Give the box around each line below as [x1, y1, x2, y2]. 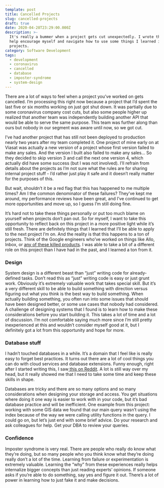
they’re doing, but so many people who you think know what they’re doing [5, 451, 154, 457]
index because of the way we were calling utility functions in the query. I [5, 412, 150, 418]
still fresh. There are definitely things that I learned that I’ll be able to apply [5, 226, 155, 232]
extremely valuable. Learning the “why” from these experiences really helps [5, 461, 158, 467]
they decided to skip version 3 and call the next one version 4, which [5, 155, 143, 161]
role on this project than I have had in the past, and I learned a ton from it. [5, 247, 153, 253]
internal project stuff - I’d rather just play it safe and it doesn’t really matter [5, 170, 155, 176]
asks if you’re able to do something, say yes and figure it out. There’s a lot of [5, 472, 159, 478]
